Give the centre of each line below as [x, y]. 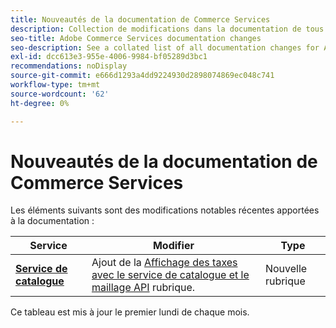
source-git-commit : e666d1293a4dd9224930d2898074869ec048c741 [142, 76]
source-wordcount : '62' [60, 94]
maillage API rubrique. [143, 288]
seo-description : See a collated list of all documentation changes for [165, 47]
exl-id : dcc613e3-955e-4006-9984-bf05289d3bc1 [109, 57]
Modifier [173, 246]
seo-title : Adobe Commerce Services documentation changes [136, 38]
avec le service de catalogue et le [170, 275]
